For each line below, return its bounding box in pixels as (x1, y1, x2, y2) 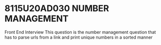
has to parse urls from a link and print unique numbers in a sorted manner (4, 34, 153, 40)
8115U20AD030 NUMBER (4, 3, 109, 14)
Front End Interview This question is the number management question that (4, 29, 156, 35)
